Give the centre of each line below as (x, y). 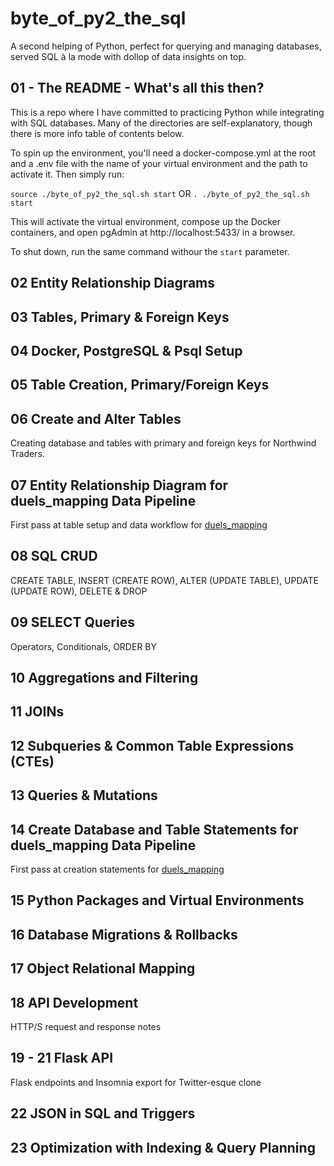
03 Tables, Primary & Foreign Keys (120, 317)
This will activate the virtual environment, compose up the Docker (145, 221)
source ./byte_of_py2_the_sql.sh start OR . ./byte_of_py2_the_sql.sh (160, 193)
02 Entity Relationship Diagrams (113, 283)
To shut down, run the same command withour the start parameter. (150, 251)
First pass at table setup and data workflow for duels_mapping (139, 524)
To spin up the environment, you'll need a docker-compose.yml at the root (163, 153)
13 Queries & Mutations (84, 795)
